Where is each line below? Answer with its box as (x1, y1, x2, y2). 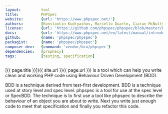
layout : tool (5, 7, 50, 12)
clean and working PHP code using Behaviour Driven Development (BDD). (5, 73, 157, 79)
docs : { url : (5, 30, 52, 35)
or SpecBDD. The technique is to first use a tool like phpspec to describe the (5, 93, 163, 99)
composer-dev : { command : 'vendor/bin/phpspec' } (5, 44, 111, 49)
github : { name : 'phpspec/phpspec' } (5, 35, 97, 40)
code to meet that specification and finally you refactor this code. (5, 103, 140, 110)
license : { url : (5, 26, 52, 31)
